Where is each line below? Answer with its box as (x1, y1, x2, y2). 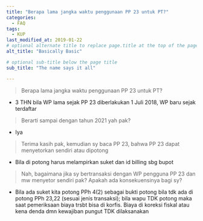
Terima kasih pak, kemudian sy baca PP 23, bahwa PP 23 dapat (21, 140, 180, 147)
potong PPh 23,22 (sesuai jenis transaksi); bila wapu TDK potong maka (14, 194, 192, 202)
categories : (6, 15, 36, 21)
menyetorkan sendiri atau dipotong (21, 147, 109, 154)
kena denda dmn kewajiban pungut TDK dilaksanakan (14, 207, 149, 215)
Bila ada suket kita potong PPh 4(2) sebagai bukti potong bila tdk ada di (14, 188, 193, 196)
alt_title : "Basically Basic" (6, 48, 83, 54)
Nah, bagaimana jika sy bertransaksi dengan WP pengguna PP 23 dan (21, 170, 196, 177)
